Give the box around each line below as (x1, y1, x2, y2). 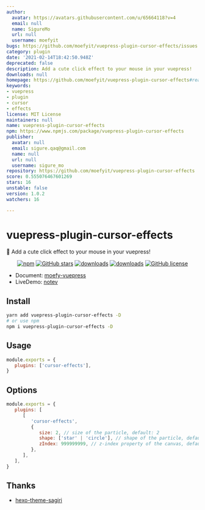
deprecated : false (6, 60, 53, 66)
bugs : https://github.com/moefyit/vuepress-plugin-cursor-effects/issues (6, 43, 198, 49)
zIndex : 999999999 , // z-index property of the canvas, (38, 441, 184, 447)
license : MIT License (6, 111, 62, 117)
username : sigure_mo (12, 162, 64, 169)
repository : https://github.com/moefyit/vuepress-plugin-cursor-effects (6, 168, 195, 174)
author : (6, 9, 26, 15)
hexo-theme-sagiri (15, 497, 62, 504)
